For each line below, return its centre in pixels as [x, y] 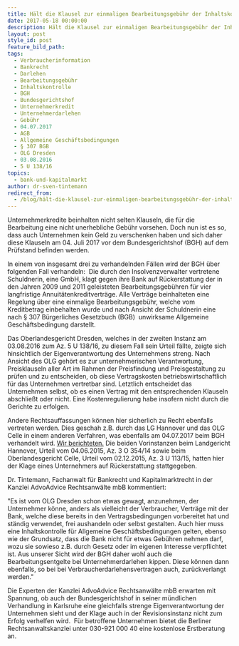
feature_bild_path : [36, 47]
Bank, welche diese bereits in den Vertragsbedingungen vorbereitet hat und [118, 516]
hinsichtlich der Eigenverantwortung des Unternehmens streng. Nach [109, 354]
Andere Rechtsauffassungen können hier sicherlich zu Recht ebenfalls [110, 421]
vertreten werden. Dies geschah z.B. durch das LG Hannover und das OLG [116, 428]
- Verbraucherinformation [52, 61]
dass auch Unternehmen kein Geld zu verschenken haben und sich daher [115, 235]
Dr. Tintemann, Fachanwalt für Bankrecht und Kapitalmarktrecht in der [110, 480]
